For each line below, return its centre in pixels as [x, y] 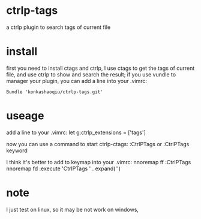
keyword [17, 150]
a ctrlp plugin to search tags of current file [58, 27]
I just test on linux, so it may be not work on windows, [73, 209]
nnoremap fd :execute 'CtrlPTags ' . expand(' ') [64, 168]
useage [25, 116]
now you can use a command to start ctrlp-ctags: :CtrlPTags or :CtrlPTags [98, 144]
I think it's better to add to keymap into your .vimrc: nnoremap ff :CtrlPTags [99, 162]
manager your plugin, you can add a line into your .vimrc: [76, 81]
